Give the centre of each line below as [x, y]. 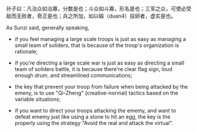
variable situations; [37, 99]
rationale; [26, 51]
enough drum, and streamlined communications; [73, 75]
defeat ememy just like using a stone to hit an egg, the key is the [92, 117]
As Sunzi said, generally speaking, [48, 28]
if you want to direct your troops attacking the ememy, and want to [95, 111]
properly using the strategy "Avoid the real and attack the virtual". [94, 123]
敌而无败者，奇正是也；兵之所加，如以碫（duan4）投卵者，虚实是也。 [91, 16]
